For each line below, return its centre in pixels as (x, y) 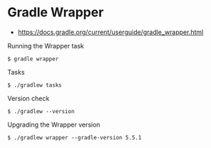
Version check (29, 98)
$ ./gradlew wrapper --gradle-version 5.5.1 (74, 137)
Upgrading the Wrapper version (54, 125)
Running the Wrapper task (46, 46)
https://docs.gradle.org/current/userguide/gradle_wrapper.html (110, 32)
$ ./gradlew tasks (35, 85)
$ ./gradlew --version (41, 111)
